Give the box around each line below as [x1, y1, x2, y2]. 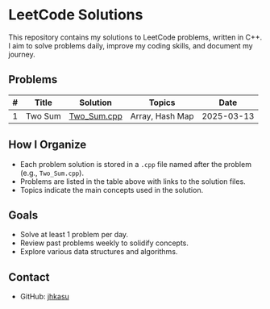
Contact [8, 270, 50, 284]
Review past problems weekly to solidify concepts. [19, 238, 189, 248]
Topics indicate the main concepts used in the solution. [19, 185, 204, 194]
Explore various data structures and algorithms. [19, 247, 178, 257]
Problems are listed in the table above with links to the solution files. [19, 176, 246, 186]
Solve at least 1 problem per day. [19, 230, 129, 240]
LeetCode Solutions [8, 6, 143, 24]
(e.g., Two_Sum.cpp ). [19, 168, 85, 177]
